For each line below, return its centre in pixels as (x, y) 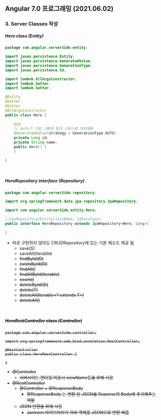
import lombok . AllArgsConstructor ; (41, 79)
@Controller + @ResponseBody (51, 388)
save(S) (27, 248)
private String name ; (36, 143)
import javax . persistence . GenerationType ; (49, 66)
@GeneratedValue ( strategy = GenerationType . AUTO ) (65, 133)
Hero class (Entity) (24, 36)
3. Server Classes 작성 (32, 24)
